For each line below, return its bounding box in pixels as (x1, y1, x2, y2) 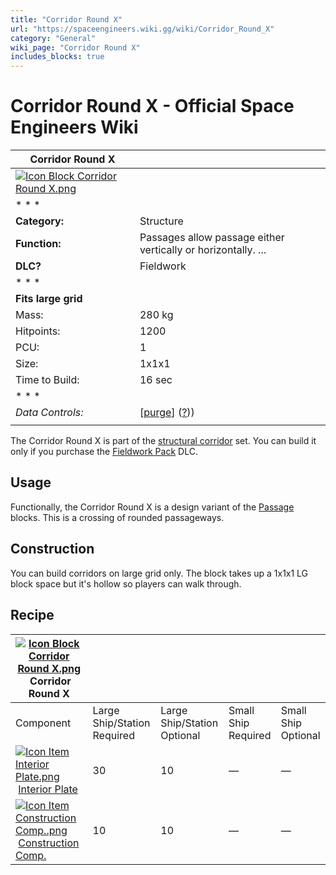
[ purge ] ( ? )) (139, 406, 195, 420)
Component (15, 716, 72, 730)
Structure (139, 214, 184, 228)
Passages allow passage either (139, 231, 285, 245)
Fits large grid (15, 292, 83, 306)
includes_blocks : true (10, 52, 105, 62)
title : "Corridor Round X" (10, 14, 123, 25)
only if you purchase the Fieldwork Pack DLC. (10, 446, 198, 458)
